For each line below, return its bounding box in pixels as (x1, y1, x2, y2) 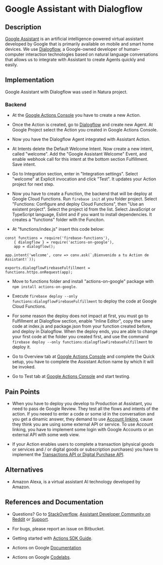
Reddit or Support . (12, 516, 50, 522)
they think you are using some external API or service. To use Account (12, 421, 153, 427)
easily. (5, 62, 18, 67)
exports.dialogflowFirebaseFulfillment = (5, 265, 91, 271)
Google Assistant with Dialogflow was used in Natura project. (5, 89, 128, 95)
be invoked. (12, 364, 36, 370)
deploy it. (12, 344, 31, 350)
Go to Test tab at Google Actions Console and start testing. (12, 373, 130, 379)
